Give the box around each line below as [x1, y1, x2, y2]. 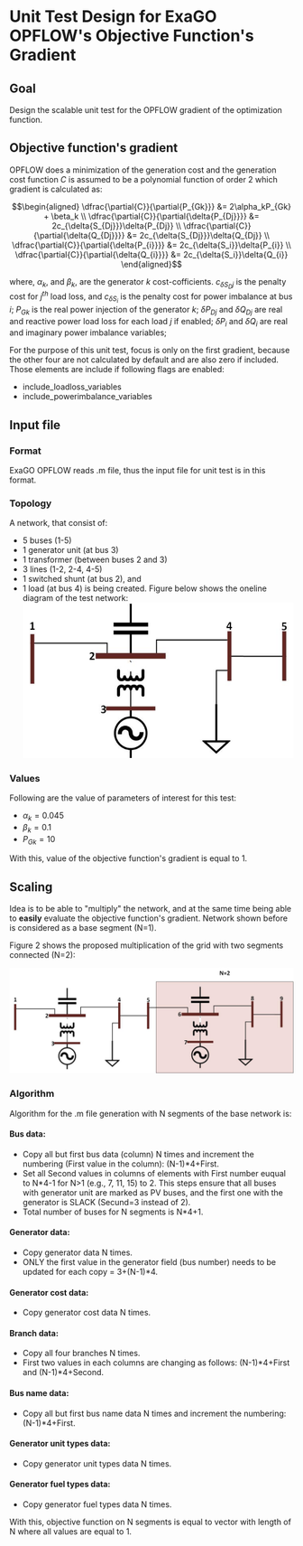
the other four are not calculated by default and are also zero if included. [9, 354, 280, 365]
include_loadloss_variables [22, 381, 122, 392]
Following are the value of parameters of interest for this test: [9, 792, 237, 803]
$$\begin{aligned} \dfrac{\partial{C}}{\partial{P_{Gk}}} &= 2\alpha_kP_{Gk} [12, 201, 291, 211]
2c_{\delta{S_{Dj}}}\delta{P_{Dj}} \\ [51, 220, 182, 231]
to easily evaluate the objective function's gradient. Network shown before [9, 913, 289, 923]
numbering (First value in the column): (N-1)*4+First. [22, 1158, 219, 1169]
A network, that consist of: [9, 518, 108, 529]
